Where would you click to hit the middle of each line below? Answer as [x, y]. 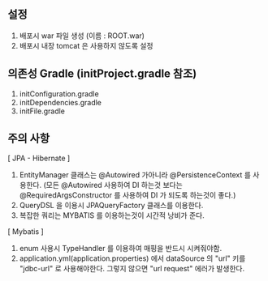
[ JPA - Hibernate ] [39, 158]
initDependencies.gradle [61, 102]
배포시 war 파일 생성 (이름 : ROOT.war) [82, 36]
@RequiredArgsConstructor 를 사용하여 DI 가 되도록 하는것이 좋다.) [128, 195]
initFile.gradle [42, 111]
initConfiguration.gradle [59, 94]
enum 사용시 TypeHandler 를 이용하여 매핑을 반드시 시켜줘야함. [121, 249]
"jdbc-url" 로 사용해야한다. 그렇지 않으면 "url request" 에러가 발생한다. [132, 269]
